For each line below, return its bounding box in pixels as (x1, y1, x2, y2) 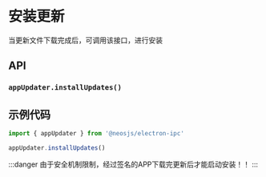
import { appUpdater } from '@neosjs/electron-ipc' (8, 130, 184, 138)
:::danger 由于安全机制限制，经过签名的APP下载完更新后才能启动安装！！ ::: (8, 159, 259, 169)
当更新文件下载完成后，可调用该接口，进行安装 (8, 35, 163, 45)
